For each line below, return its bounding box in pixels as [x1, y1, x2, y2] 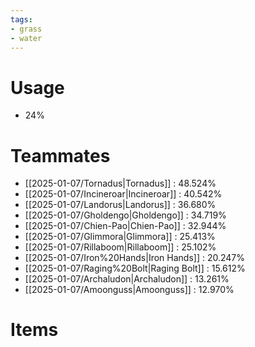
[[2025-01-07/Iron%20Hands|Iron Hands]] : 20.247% [24, 252, 245, 264]
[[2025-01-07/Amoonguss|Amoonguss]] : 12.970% [24, 284, 235, 296]
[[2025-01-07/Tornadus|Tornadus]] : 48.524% [24, 177, 217, 190]
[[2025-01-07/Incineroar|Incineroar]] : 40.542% [24, 188, 223, 200]
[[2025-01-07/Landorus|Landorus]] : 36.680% [24, 199, 217, 211]
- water [10, 33, 43, 43]
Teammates [10, 144, 111, 167]
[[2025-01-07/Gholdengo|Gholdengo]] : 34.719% [24, 209, 227, 221]
